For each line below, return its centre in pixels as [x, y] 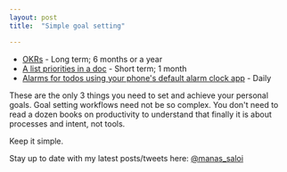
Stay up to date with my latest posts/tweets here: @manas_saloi [126, 158]
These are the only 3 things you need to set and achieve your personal [139, 95]
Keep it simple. [37, 141]
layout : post [33, 17]
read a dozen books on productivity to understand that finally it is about [140, 114]
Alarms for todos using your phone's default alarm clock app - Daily [147, 78]
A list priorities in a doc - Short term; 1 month [104, 69]
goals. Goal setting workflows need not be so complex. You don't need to [144, 104]
